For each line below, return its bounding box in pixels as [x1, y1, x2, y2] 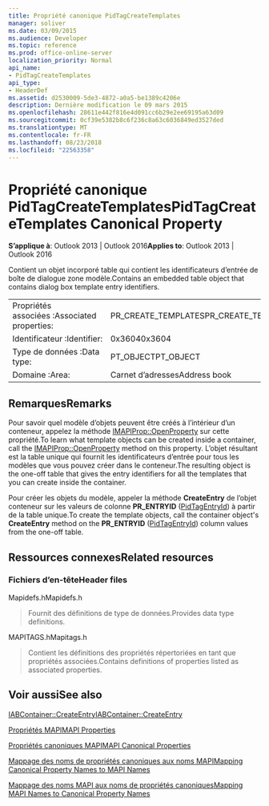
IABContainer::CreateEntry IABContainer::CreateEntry [8, 709, 183, 719]
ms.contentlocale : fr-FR [8, 131, 91, 139]
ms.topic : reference [8, 42, 78, 50]
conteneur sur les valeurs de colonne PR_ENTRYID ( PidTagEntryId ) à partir [8, 502, 256, 512]
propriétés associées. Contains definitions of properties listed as [27, 656, 239, 666]
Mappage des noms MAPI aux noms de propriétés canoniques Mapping [8, 780, 243, 790]
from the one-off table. [8, 527, 84, 537]
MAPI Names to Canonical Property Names [8, 788, 151, 798]
